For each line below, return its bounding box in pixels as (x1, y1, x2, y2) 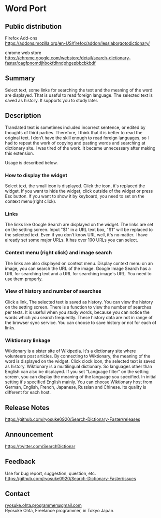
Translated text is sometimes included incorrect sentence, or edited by (5, 125, 146, 130)
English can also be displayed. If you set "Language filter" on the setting (5, 369, 149, 375)
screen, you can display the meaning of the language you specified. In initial (5, 374, 157, 380)
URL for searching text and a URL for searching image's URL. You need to (5, 270, 152, 276)
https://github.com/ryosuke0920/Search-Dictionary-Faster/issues (5, 475, 136, 482)
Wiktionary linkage (5, 337, 51, 343)
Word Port (5, 3, 47, 14)
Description (5, 111, 41, 120)
